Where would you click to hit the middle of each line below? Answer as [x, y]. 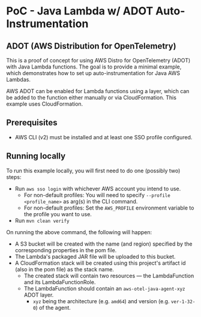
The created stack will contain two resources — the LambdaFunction [109, 276]
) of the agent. [53, 307]
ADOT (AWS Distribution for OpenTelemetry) [91, 46]
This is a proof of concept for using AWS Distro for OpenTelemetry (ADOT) [98, 60]
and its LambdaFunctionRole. [60, 282]
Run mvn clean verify [42, 220]
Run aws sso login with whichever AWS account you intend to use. [98, 189]
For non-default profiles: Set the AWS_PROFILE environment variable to [109, 208]
